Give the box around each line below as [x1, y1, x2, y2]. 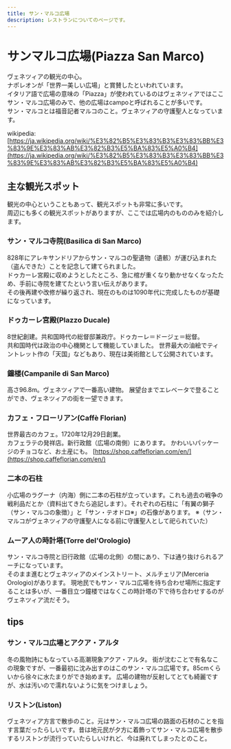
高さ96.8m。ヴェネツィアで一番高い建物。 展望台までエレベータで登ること [7, 386, 220, 394]
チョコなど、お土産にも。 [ [19, 447, 96, 456]
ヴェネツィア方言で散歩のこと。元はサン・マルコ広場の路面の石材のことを [7, 717, 218, 726]
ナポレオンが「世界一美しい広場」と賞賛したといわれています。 [7, 81, 187, 90]
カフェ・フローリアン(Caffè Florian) [7, 414, 127, 423]
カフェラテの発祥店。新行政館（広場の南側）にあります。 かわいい [7, 439, 195, 447]
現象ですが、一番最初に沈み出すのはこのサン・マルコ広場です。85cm [12, 663, 210, 672]
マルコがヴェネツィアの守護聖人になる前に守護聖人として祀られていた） [7, 516, 212, 525]
